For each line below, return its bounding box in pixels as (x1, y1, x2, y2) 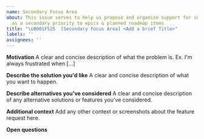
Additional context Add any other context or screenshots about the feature (6, 108, 195, 115)
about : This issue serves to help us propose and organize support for (6, 15, 191, 21)
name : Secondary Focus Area (6, 8, 78, 15)
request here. (6, 114, 40, 121)
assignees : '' (6, 37, 42, 43)
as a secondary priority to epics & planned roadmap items (12, 20, 165, 26)
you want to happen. (6, 78, 58, 85)
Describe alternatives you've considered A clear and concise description (6, 90, 192, 97)
